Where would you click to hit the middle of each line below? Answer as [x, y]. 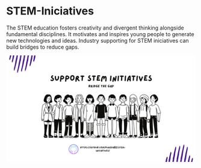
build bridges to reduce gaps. [43, 47]
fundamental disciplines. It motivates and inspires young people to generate [100, 34]
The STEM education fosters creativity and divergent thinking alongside [95, 28]
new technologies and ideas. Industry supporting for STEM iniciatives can [98, 40]
